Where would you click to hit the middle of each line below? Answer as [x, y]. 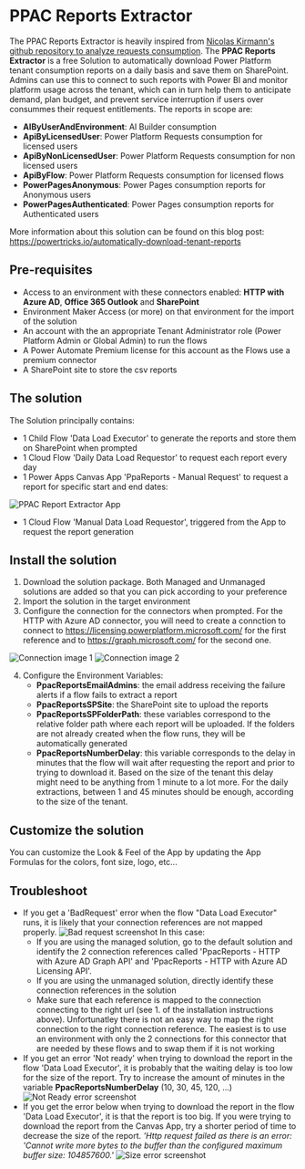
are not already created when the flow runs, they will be [141, 734]
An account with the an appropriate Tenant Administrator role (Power [152, 330]
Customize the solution [76, 830]
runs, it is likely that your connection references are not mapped [142, 922]
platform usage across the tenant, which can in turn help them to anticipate [150, 89]
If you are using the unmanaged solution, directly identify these [155, 981]
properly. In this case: [114, 932]
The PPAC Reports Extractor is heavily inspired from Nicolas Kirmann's [142, 41]
